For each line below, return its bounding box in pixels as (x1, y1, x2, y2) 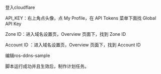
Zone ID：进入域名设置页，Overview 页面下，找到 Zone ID (5, 31, 126, 37)
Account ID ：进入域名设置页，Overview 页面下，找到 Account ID (5, 42, 141, 48)
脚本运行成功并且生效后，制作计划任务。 (5, 63, 89, 69)
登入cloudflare (5, 5, 35, 10)
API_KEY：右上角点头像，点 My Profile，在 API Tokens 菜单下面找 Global (5, 15, 156, 21)
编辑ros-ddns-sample (5, 52, 50, 58)
